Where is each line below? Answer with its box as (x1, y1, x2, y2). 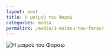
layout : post (6, 8, 38, 15)
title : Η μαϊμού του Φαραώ (6, 14, 73, 20)
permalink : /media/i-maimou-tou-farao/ (6, 25, 105, 31)
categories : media (6, 20, 51, 26)
